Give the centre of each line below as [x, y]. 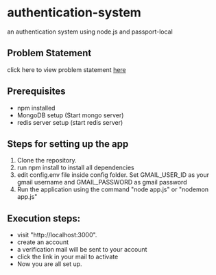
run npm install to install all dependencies [76, 168]
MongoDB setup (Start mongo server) [70, 115]
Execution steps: [44, 218]
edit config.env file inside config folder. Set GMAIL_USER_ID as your [113, 175]
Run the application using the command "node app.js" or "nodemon [113, 189]
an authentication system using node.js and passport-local [90, 32]
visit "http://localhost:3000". [57, 235]
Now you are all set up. [49, 264]
